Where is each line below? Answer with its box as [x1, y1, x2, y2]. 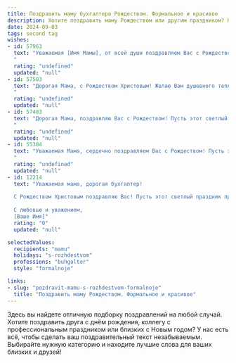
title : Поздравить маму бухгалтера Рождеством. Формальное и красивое [7, 10, 218, 18]
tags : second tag [7, 30, 58, 37]
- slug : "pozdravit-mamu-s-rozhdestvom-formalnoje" [7, 284, 162, 291]
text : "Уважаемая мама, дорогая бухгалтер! [13, 180, 143, 187]
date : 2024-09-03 [7, 23, 58, 30]
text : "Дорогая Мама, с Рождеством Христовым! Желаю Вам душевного [13, 82, 216, 89]
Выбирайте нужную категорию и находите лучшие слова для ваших [7, 340, 212, 348]
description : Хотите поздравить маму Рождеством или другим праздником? [7, 17, 225, 24]
